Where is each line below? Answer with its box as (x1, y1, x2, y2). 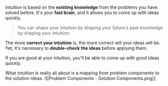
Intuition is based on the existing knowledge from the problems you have (5, 5, 157, 10)
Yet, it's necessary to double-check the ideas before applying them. (5, 45, 147, 51)
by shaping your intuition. (17, 30, 70, 36)
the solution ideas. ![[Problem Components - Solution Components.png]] (5, 75, 156, 81)
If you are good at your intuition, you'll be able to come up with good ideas (5, 55, 159, 61)
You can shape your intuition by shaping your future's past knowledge (17, 25, 163, 31)
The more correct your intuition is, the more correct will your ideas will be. (5, 40, 160, 46)
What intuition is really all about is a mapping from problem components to (5, 70, 159, 76)
